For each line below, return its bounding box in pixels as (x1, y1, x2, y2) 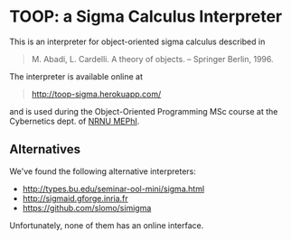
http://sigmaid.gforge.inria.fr (22, 192, 128, 204)
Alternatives (9, 142, 81, 157)
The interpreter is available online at (9, 70, 143, 82)
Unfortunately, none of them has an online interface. (9, 219, 204, 231)
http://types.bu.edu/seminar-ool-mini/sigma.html (22, 183, 205, 194)
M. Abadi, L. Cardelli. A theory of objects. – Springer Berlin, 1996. (31, 53, 274, 64)
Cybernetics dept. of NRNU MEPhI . (9, 115, 140, 126)
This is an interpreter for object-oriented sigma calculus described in (9, 36, 266, 47)
